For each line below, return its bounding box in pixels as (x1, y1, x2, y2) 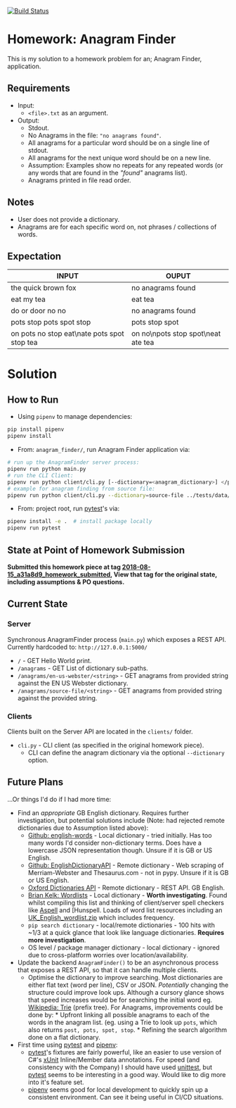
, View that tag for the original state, (110, 570, 218, 579)
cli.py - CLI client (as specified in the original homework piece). (17, 741, 204, 749)
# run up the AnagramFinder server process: (7, 459, 140, 466)
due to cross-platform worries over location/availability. (27, 950, 188, 959)
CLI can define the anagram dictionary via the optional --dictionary (27, 748, 225, 757)
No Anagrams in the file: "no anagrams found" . (27, 131, 162, 139)
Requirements (7, 82, 70, 94)
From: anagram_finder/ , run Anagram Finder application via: (17, 446, 190, 454)
